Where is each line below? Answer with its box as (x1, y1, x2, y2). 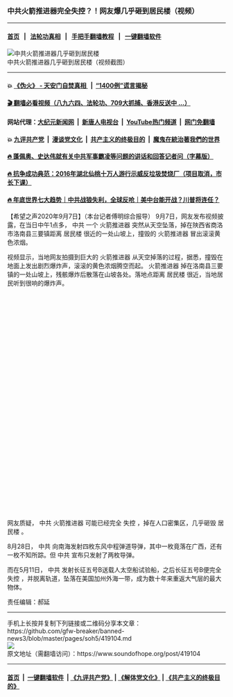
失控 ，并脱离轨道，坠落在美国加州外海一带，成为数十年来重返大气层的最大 (7, 575, 222, 583)
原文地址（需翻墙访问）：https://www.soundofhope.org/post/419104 (7, 650, 201, 658)
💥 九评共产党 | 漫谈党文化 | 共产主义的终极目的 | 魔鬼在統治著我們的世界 (7, 135, 221, 143)
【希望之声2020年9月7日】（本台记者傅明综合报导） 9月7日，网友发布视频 (7, 212, 218, 220)
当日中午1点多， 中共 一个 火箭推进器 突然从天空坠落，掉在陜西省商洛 (25, 221, 223, 229)
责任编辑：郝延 (7, 598, 50, 606)
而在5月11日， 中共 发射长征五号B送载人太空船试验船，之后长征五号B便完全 (7, 566, 222, 574)
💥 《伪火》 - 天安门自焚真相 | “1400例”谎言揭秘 (7, 81, 148, 90)
